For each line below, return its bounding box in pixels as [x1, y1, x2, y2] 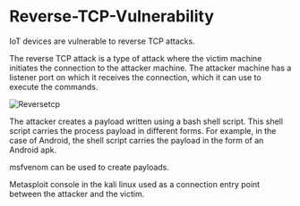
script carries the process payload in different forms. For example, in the [9, 125, 277, 136]
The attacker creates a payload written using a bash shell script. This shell [9, 116, 284, 127]
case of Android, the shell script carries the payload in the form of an [9, 135, 264, 145]
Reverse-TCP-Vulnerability [9, 6, 215, 27]
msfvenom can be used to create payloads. [9, 161, 170, 172]
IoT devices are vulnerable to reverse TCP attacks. [9, 36, 195, 46]
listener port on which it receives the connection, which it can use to [9, 71, 261, 82]
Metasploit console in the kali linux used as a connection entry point [9, 178, 261, 189]
